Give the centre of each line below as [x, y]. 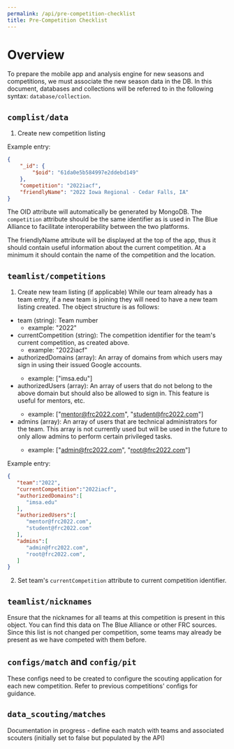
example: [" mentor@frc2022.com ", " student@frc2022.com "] [116, 414]
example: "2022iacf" [58, 350]
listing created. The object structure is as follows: [88, 307]
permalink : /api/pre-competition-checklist [72, 14]
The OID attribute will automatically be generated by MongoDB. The [105, 212]
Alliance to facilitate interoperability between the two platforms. [98, 227]
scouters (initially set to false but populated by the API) [86, 738]
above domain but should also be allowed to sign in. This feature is [113, 393]
